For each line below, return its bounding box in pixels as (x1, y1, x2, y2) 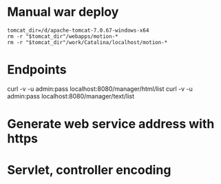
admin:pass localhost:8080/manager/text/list (7, 92, 134, 100)
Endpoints (7, 62, 67, 78)
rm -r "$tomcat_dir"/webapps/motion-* (7, 32, 118, 40)
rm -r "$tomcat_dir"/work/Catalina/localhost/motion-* (7, 39, 168, 45)
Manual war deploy (7, 4, 119, 20)
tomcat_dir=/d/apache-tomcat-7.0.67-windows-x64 (7, 27, 149, 34)
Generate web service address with (7, 116, 215, 132)
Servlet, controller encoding (7, 163, 171, 178)
